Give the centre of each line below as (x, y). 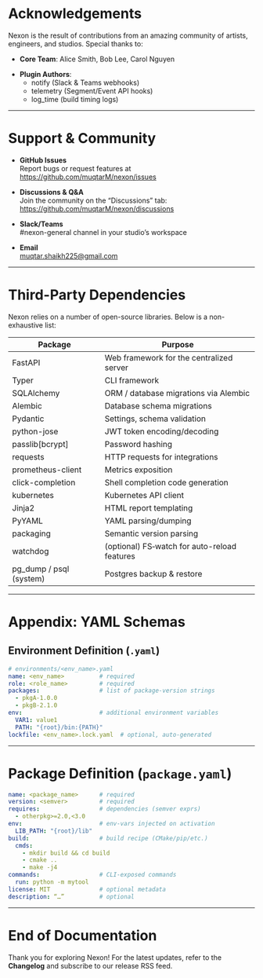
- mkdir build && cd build (66, 853)
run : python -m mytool (52, 882)
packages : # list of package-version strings (112, 691)
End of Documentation (83, 935)
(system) (29, 578)
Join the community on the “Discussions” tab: (93, 200)
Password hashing (139, 444)
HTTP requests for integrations (161, 456)
